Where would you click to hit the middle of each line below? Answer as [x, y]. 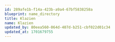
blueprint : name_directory [32, 14]
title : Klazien [20, 18]
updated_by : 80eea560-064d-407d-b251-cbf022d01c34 [57, 28]
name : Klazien [19, 23]
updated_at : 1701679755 [29, 32]
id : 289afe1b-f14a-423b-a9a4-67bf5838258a [49, 9]
